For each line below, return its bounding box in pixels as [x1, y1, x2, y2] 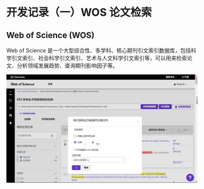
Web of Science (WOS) [6, 30, 95, 40]
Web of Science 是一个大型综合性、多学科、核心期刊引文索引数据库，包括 [6, 47, 191, 54]
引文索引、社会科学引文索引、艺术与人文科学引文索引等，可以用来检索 [11, 55, 187, 61]
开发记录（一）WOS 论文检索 [6, 5, 152, 19]
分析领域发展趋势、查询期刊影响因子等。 [16, 62, 118, 69]
